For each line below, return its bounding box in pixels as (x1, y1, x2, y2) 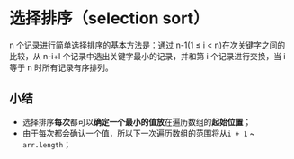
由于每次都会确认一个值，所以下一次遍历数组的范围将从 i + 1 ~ (22, 128, 255, 138)
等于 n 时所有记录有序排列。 (9, 62, 114, 73)
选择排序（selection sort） (9, 8, 209, 29)
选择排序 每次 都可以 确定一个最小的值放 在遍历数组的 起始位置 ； (22, 116, 252, 127)
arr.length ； (22, 138, 72, 149)
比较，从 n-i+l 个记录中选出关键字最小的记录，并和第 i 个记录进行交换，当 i (9, 50, 286, 61)
